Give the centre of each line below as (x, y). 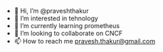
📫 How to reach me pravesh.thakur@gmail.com (84, 41)
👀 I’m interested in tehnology (56, 18)
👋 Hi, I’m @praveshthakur (51, 11)
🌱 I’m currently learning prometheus (67, 26)
